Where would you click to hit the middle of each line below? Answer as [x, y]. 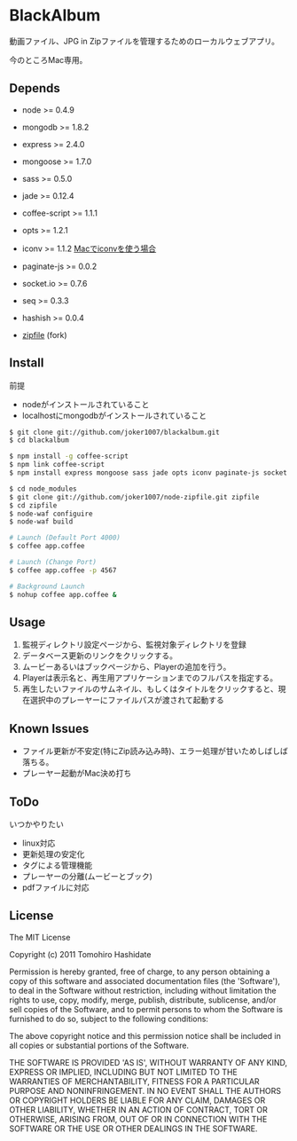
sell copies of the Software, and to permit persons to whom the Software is [146, 1009]
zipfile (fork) [45, 334]
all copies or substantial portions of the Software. [99, 1045]
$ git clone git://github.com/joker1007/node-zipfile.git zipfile [134, 497]
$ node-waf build [41, 522]
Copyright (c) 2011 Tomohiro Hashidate [80, 954]
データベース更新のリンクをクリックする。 [100, 656]
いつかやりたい [36, 824]
